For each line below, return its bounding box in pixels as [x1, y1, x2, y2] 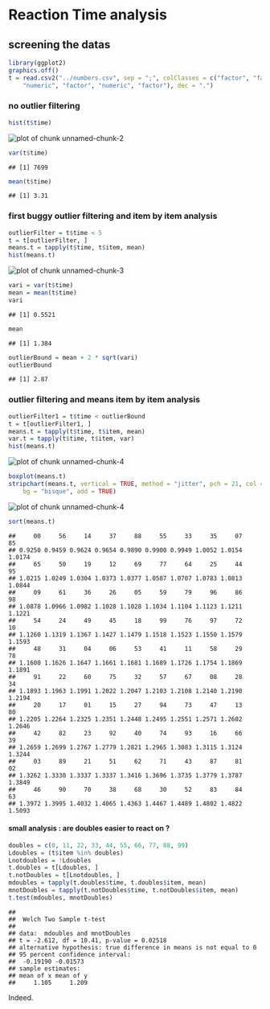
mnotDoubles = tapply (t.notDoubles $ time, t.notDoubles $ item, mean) [8, 887, 239, 895]
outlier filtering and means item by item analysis [8, 394, 201, 406]
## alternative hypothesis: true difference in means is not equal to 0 [8, 943, 257, 951]
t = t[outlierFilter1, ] [8, 420, 92, 428]
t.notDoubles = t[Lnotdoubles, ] [8, 871, 121, 879]
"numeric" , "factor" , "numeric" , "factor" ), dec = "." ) [22, 81, 215, 89]
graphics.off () [8, 66, 59, 74]
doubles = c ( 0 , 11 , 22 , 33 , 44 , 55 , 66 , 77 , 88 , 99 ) [8, 841, 189, 850]
